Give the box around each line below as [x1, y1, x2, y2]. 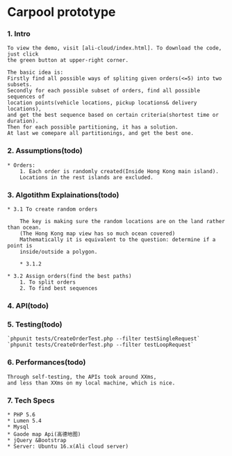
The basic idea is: [7, 69, 64, 76]
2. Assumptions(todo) [7, 146, 83, 156]
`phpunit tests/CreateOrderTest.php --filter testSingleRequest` [7, 335, 200, 343]
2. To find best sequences [19, 285, 98, 292]
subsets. [7, 81, 33, 88]
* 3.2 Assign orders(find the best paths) [7, 272, 132, 280]
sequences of [7, 93, 45, 101]
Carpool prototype [7, 4, 116, 20]
